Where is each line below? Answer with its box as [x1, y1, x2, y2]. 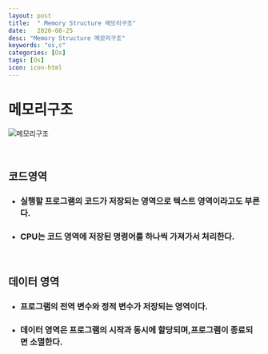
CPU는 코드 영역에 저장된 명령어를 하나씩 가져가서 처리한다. [19, 231, 235, 242]
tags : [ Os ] [8, 57, 45, 65]
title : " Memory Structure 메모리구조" [8, 19, 137, 27]
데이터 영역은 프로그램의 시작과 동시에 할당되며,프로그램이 [19, 324, 229, 336]
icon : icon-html [8, 64, 62, 72]
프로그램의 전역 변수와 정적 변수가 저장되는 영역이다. [19, 300, 208, 312]
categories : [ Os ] [8, 49, 66, 57]
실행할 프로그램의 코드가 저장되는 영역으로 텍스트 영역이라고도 [19, 196, 243, 206]
